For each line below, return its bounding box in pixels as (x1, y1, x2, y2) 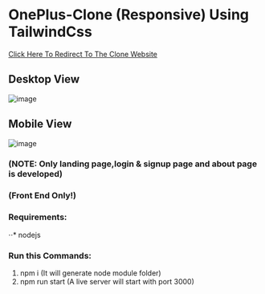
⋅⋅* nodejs (8, 230, 42, 239)
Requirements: (8, 211, 67, 223)
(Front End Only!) (8, 190, 77, 202)
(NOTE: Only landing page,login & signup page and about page (8, 158, 258, 169)
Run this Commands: (8, 250, 92, 261)
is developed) (8, 169, 63, 180)
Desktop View (8, 72, 80, 86)
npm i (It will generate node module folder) (19, 268, 162, 278)
